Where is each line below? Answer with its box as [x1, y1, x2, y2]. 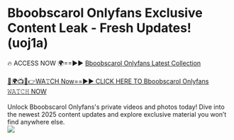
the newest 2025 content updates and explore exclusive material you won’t [7, 110, 227, 118]
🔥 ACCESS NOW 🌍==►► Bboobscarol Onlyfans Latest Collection [7, 59, 201, 67]
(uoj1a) [7, 35, 48, 51]
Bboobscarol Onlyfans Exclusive [7, 5, 204, 21]
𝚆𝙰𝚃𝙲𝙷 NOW [7, 87, 48, 95]
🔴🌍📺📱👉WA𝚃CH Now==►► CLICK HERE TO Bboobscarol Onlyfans [7, 76, 209, 86]
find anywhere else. [7, 117, 65, 126]
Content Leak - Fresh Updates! [7, 20, 191, 36]
